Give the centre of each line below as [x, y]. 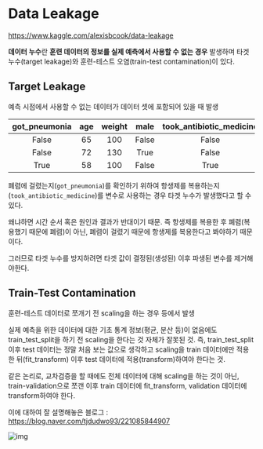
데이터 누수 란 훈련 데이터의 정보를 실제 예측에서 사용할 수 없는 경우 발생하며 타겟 [129, 51]
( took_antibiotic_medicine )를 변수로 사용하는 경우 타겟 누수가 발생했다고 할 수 [130, 195]
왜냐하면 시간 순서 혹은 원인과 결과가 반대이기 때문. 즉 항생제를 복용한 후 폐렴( [126, 221]
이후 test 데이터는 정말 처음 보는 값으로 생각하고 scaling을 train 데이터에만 [121, 349]
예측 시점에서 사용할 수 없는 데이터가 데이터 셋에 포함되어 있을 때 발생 [113, 106]
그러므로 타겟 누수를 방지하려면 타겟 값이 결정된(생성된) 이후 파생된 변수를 [120, 258]
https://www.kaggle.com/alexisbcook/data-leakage [91, 35]
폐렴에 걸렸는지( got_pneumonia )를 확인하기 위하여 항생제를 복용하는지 [114, 185]
